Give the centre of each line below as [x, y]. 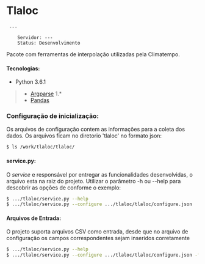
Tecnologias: [23, 68]
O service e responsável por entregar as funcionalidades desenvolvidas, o [100, 174]
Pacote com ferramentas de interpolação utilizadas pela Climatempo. [93, 54]
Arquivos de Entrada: [34, 218]
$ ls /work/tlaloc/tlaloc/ [41, 147]
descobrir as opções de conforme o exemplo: [63, 188]
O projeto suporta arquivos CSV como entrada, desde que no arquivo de [97, 232]
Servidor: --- [35, 37]
